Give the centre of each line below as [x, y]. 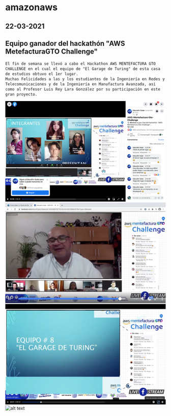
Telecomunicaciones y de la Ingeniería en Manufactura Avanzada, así [81, 84]
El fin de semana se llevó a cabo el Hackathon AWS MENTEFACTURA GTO [81, 64]
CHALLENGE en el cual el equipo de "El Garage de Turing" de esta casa [83, 69]
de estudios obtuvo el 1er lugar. [42, 74]
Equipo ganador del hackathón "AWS [65, 43]
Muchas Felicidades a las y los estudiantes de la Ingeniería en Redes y [85, 79]
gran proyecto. [21, 94]
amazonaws [31, 7]
